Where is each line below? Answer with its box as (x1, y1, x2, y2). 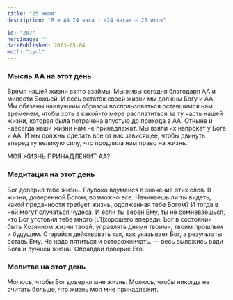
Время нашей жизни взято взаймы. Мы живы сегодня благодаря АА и (7, 87, 216, 96)
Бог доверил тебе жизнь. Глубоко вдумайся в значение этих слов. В (7, 185, 212, 194)
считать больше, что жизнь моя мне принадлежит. (7, 285, 159, 293)
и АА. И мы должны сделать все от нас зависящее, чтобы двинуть (7, 131, 206, 140)
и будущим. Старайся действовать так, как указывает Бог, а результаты (7, 230, 223, 238)
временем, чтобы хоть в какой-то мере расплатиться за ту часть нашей (7, 109, 223, 118)
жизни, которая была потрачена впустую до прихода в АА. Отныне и (7, 117, 214, 125)
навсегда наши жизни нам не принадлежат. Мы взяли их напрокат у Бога (7, 124, 226, 133)
